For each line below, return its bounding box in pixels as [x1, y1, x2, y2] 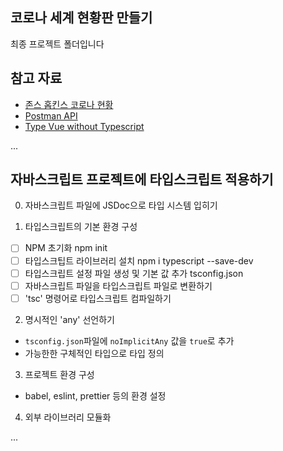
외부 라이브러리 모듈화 [24, 411, 112, 423]
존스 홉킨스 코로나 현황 [24, 98, 114, 110]
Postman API [24, 109, 78, 122]
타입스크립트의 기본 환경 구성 [24, 221, 138, 233]
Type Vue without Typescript [24, 120, 145, 132]
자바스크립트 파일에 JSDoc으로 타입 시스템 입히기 [24, 199, 218, 212]
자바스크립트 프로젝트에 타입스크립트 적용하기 [10, 171, 274, 188]
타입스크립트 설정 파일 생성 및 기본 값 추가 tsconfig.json [24, 267, 244, 279]
